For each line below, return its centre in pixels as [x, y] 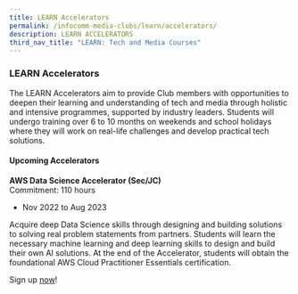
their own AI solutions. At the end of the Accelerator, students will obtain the [149, 253]
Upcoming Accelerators [54, 160]
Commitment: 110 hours [53, 190]
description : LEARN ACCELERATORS [71, 34]
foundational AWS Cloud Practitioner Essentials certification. [120, 262]
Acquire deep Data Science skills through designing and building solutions [146, 225]
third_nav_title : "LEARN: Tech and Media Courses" [105, 42]
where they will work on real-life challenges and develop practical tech [139, 131]
